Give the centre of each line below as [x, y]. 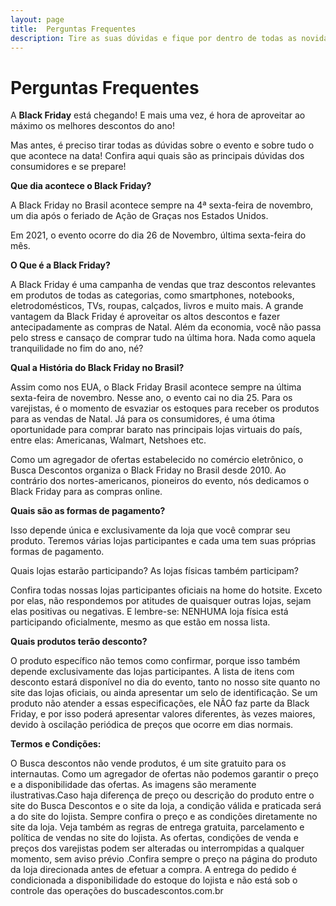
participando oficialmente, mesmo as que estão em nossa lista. [140, 622]
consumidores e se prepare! [68, 167]
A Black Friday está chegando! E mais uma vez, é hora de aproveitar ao [158, 115]
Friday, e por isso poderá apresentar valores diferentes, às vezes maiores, [163, 714]
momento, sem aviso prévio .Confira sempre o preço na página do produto [164, 859]
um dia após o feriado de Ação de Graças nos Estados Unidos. [139, 216]
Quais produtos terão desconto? [79, 642]
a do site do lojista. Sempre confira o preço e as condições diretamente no [164, 817]
